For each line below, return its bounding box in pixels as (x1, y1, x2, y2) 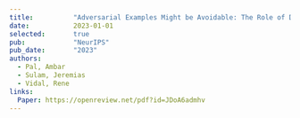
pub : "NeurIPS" (9, 37, 110, 47)
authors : (9, 54, 42, 63)
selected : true (9, 29, 90, 38)
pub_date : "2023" (9, 46, 98, 55)
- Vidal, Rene (17, 79, 70, 88)
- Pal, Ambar (17, 63, 66, 72)
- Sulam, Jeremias (17, 71, 87, 80)
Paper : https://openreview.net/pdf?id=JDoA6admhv (17, 95, 205, 105)
